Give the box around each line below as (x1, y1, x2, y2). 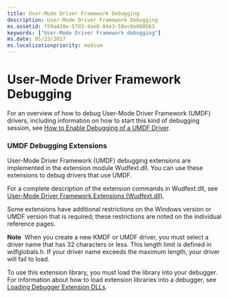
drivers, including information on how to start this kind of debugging (7, 116, 200, 125)
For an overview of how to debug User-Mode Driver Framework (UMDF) (7, 109, 211, 117)
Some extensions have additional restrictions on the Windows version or (7, 205, 212, 213)
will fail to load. (7, 255, 50, 264)
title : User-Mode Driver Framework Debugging (7, 10, 139, 17)
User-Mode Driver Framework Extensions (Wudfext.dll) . (7, 192, 165, 200)
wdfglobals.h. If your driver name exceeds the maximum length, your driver (7, 248, 220, 256)
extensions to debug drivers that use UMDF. (7, 171, 133, 180)
